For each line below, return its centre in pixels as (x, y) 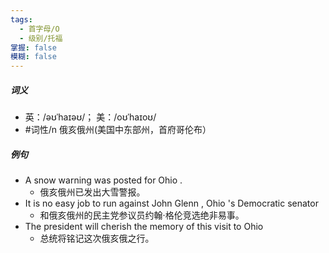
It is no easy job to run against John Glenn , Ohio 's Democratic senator (171, 203)
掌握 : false (33, 47)
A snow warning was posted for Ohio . (103, 180)
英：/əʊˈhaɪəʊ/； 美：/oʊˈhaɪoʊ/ (90, 117)
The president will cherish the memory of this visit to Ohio (144, 227)
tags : (21, 19)
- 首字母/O (39, 29)
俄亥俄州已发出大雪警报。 (92, 192)
